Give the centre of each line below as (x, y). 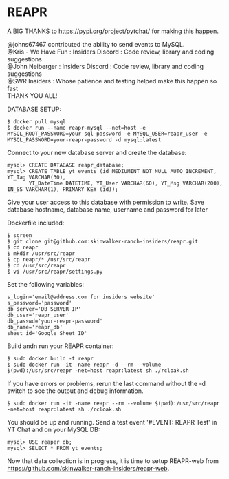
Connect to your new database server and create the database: (97, 152)
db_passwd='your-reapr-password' (55, 321)
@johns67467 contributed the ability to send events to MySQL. (96, 44)
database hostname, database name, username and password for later (108, 209)
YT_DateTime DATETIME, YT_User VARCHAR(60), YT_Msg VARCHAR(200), (126, 183)
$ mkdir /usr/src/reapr (41, 253)
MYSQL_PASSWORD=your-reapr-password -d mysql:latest (84, 140)
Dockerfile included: (36, 223)
